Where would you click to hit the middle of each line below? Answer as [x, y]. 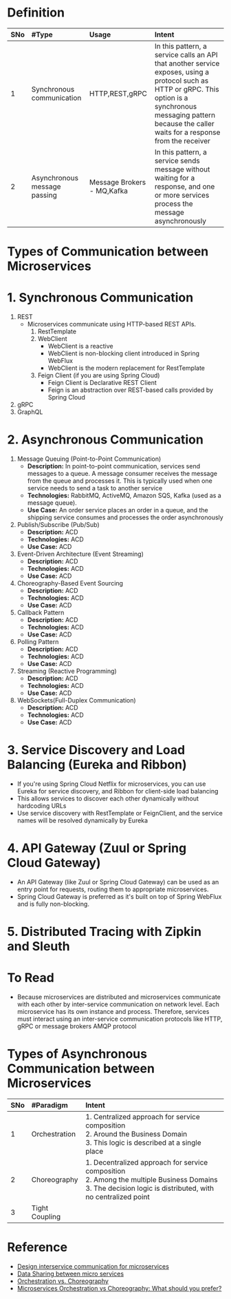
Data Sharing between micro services [70, 1274]
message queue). [52, 503]
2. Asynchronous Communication [106, 440]
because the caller [184, 123]
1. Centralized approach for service [143, 1116]
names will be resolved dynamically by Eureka [82, 820]
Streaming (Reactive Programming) [67, 671]
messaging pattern [185, 115]
